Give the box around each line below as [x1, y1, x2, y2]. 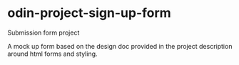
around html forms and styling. [7, 49, 98, 58]
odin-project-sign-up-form [7, 5, 171, 21]
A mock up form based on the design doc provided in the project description [7, 42, 233, 50]
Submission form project [7, 28, 80, 37]
